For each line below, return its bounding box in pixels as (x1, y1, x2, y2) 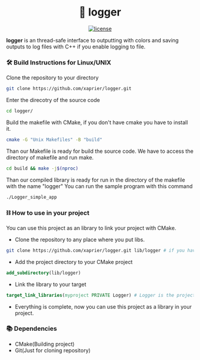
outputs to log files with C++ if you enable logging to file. (6, 43, 146, 50)
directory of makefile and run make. (6, 153, 94, 161)
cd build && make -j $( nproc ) (6, 165, 79, 171)
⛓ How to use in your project (6, 208, 90, 217)
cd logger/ (6, 108, 33, 114)
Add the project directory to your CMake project (14, 258, 133, 265)
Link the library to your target (14, 281, 86, 288)
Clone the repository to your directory (6, 74, 99, 81)
